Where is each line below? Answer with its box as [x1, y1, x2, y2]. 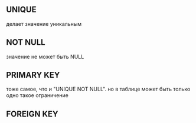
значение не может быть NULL [6, 53, 84, 60]
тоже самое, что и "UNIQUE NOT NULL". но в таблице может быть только [6, 85, 191, 93]
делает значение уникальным [6, 20, 81, 27]
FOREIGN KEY [6, 109, 58, 119]
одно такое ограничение [6, 92, 69, 99]
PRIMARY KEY [6, 70, 60, 80]
